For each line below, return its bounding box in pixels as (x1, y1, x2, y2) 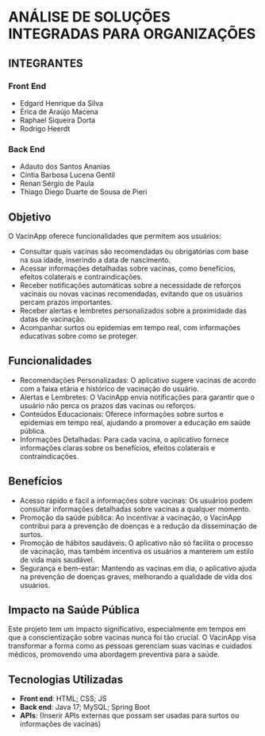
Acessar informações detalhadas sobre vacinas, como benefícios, (19, 263, 236, 273)
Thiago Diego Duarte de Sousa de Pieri (19, 187, 148, 197)
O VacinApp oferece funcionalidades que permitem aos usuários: (8, 231, 222, 240)
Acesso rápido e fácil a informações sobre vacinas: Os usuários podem (19, 496, 253, 505)
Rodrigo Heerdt (19, 123, 71, 133)
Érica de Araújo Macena (19, 107, 99, 116)
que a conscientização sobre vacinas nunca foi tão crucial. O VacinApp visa (8, 633, 256, 642)
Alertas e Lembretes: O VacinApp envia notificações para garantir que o (19, 392, 255, 402)
